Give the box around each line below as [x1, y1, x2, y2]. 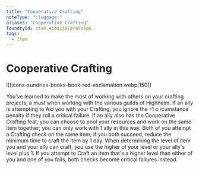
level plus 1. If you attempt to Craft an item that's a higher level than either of [6, 149, 193, 157]
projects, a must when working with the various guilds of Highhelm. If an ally [6, 99, 194, 106]
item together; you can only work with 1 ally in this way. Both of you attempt [6, 124, 191, 131]
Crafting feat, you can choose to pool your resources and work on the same [6, 118, 192, 125]
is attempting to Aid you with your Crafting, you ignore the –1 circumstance [6, 105, 189, 113]
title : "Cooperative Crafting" [6, 8, 84, 15]
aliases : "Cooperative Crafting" [6, 20, 89, 25]
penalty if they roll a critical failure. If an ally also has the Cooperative [6, 111, 175, 119]
